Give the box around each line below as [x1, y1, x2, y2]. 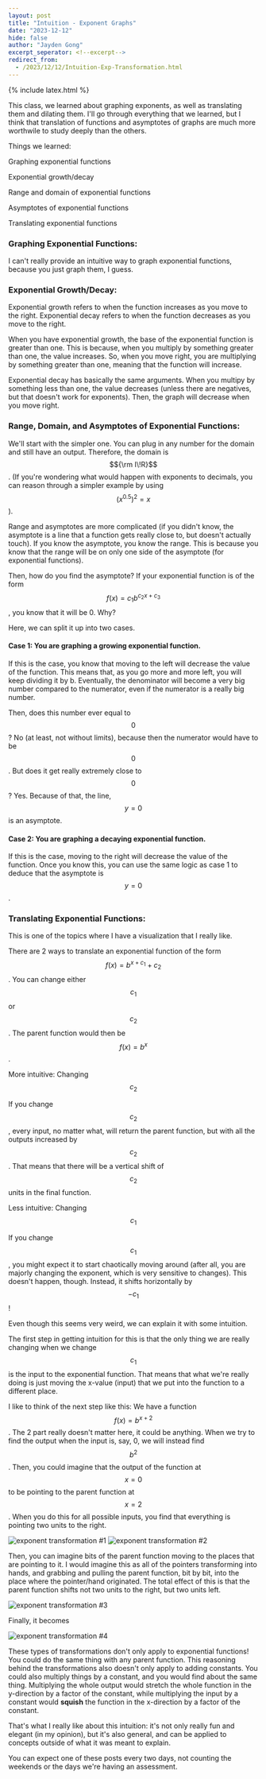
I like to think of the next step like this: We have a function [8, 1402, 197, 1411]
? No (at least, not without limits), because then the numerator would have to [8, 733, 259, 742]
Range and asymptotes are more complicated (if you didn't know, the [8, 522, 234, 532]
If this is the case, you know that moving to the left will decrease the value [8, 659, 250, 668]
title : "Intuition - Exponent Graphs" [8, 19, 137, 27]
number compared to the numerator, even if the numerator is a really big [8, 684, 245, 694]
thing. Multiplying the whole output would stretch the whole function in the [8, 1680, 252, 1689]
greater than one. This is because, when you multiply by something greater [8, 343, 254, 353]
